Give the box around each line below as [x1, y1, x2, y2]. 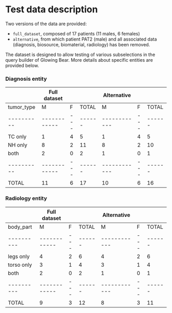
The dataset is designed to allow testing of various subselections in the [5, 51, 155, 58]
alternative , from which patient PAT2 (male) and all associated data [12, 36, 157, 42]
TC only [8, 133, 27, 140]
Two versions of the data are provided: [5, 21, 87, 27]
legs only [8, 253, 30, 260]
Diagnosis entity [5, 75, 47, 82]
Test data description [5, 4, 98, 15]
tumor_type [8, 104, 36, 111]
